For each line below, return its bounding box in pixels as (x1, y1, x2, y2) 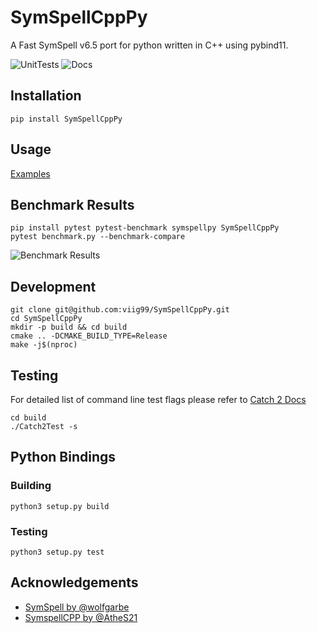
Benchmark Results (10, 196, 135, 213)
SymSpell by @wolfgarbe (24, 601, 130, 613)
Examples (10, 167, 51, 180)
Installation (10, 87, 82, 105)
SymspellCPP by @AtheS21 (24, 611, 138, 623)
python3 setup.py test (10, 547, 105, 557)
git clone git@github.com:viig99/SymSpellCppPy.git (10, 305, 230, 315)
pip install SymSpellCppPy (10, 114, 123, 124)
